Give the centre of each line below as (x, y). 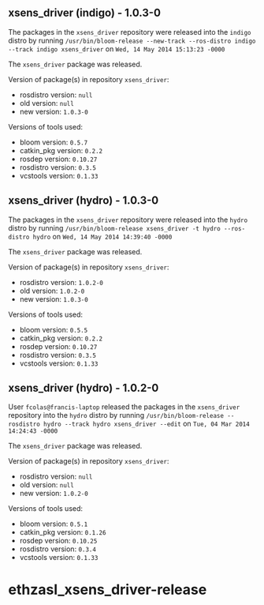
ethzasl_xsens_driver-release (108, 590)
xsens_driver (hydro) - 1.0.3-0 (84, 201)
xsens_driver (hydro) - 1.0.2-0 (84, 388)
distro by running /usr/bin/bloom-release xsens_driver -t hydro (114, 227)
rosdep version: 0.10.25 (58, 541)
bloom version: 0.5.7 (54, 142)
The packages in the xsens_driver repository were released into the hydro (128, 220)
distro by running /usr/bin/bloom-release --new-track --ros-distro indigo (132, 40)
